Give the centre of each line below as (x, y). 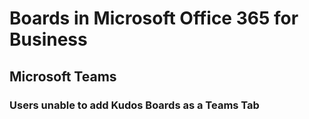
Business (48, 39)
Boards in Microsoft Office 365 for (154, 18)
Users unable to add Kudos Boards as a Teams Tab (134, 105)
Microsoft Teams (63, 76)
